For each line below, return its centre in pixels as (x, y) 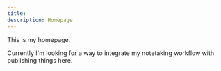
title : (17, 13)
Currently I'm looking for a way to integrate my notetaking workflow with (111, 53)
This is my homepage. (39, 39)
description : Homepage (40, 20)
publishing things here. (40, 60)
